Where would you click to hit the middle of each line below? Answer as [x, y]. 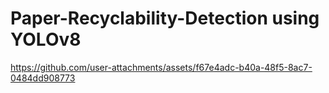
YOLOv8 [46, 39]
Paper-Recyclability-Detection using [165, 18]
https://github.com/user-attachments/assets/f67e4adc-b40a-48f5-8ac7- [161, 67]
